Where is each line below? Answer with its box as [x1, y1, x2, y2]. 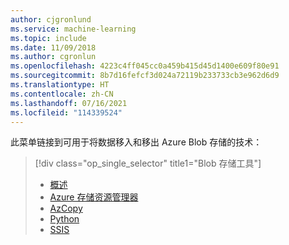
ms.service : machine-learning [10, 24, 137, 34]
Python [49, 213, 80, 225]
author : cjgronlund [10, 14, 92, 25]
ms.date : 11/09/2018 [10, 42, 97, 53]
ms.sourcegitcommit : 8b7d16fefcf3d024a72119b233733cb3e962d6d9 [10, 71, 280, 81]
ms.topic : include [10, 33, 87, 43]
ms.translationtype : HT [10, 80, 110, 90]
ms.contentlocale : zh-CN [10, 89, 114, 99]
